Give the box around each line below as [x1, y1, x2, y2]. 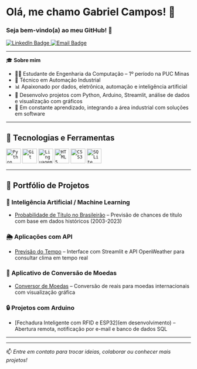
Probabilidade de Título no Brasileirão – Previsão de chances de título [14, 211, 182, 218]
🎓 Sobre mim [6, 57, 41, 64]
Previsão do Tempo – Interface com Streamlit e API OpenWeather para [14, 248, 185, 255]
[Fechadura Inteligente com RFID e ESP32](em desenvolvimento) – [14, 319, 176, 326]
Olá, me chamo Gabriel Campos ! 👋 [6, 5, 176, 19]
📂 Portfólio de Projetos [6, 180, 90, 190]
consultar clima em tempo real [14, 255, 89, 262]
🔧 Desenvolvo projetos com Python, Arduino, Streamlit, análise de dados [14, 92, 190, 99]
